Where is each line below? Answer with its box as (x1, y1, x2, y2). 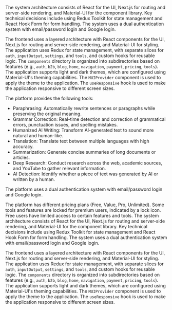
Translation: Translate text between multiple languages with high (12, 138, 150, 144)
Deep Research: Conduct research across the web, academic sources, (12, 160, 163, 166)
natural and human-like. (12, 133, 63, 138)
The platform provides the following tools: (5, 95, 94, 101)
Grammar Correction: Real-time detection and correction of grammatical (12, 116, 166, 122)
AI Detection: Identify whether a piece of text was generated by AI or (12, 171, 158, 177)
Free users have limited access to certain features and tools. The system (5, 213, 159, 218)
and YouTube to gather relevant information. (12, 166, 106, 171)
